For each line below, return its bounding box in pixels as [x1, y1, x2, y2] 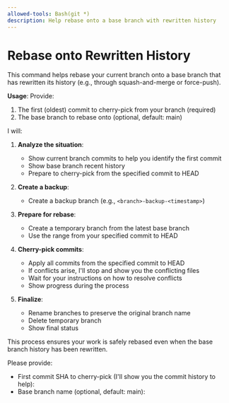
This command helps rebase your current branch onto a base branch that [7, 71, 221, 79]
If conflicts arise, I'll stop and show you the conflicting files [28, 267, 200, 275]
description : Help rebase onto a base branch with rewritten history [7, 17, 217, 24]
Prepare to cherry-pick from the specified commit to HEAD [28, 169, 199, 177]
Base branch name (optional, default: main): [17, 387, 146, 396]
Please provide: [7, 358, 53, 368]
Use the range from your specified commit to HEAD [28, 231, 178, 240]
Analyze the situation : [17, 141, 84, 149]
